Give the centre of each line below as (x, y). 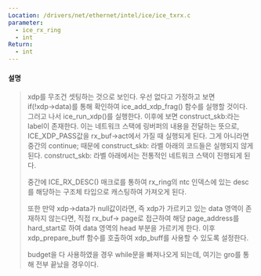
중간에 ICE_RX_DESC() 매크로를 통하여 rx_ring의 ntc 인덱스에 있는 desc (138, 182)
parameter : (26, 23)
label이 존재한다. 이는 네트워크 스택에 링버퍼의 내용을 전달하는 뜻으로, (133, 126)
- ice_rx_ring (38, 30)
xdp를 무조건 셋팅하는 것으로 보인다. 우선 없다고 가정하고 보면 (121, 97)
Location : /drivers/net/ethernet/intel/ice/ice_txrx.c (100, 15)
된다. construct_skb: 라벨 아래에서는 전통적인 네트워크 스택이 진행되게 (135, 156)
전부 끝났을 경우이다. (67, 264)
